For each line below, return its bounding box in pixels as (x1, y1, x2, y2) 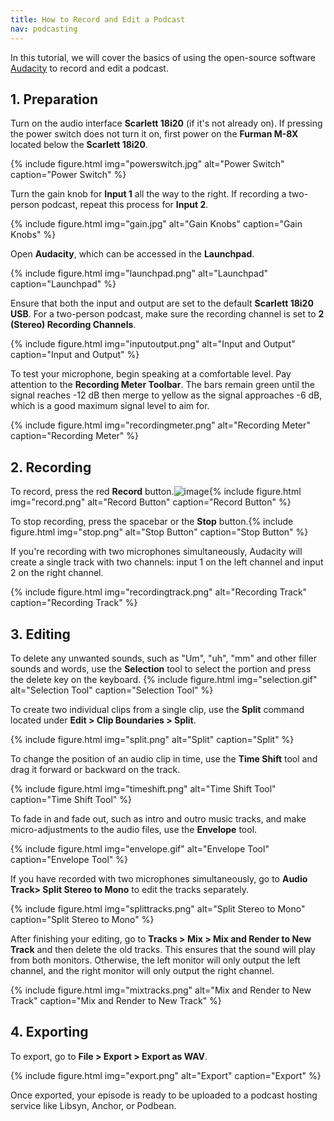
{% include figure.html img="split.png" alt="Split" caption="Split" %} (10, 733, 295, 745)
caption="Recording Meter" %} (10, 430, 140, 442)
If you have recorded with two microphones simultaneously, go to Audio (10, 872, 308, 885)
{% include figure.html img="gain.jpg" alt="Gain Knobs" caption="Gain (10, 218, 303, 230)
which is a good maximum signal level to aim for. (10, 400, 210, 412)
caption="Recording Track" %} (10, 597, 138, 609)
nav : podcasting (10, 24, 78, 34)
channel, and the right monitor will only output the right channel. (10, 964, 275, 976)
